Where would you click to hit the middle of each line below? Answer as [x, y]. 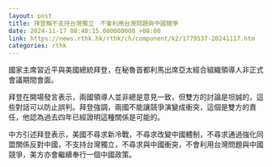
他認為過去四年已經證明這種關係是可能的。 [93, 117]
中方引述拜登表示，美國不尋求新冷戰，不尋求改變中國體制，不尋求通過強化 [132, 135]
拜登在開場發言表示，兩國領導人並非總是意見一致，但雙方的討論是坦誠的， [132, 97]
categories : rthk [38, 46]
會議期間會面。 [33, 80]
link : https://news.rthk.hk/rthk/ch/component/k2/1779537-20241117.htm [132, 38]
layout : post [30, 16]
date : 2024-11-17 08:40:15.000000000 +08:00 [85, 31]
